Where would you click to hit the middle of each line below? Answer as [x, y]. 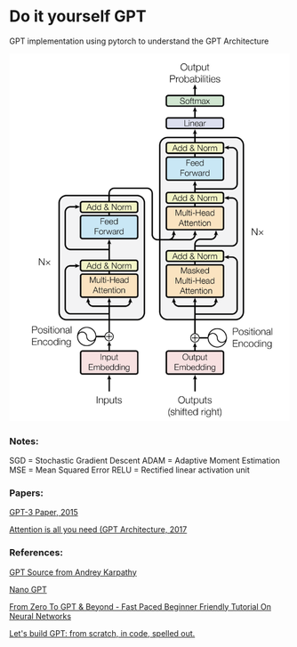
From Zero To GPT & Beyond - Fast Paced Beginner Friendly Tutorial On [140, 606]
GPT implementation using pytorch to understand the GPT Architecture [139, 41]
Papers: [27, 493]
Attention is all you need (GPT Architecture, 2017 [98, 530]
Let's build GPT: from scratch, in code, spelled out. [102, 633]
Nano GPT [28, 589]
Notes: [24, 441]
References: [36, 553]
